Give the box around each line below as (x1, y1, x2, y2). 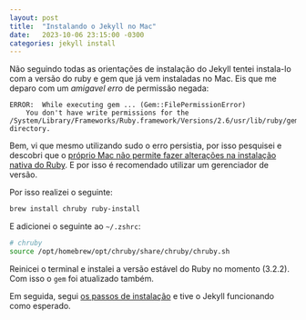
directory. (9, 125, 51, 134)
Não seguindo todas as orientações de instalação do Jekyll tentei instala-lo (9, 64, 291, 75)
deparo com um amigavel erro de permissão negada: (9, 83, 209, 94)
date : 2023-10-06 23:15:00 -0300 (9, 30, 145, 39)
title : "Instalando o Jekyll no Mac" (9, 22, 157, 31)
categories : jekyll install (9, 38, 117, 48)
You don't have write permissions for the (25, 108, 189, 118)
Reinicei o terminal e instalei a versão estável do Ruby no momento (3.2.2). (9, 263, 290, 274)
